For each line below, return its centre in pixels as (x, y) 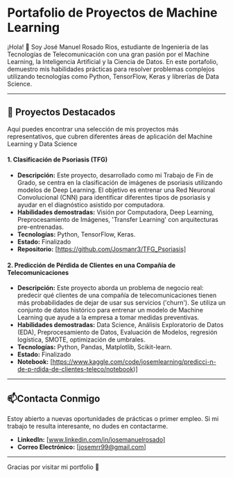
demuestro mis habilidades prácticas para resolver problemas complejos (111, 69)
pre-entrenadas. (41, 227)
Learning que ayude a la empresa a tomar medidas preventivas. (108, 317)
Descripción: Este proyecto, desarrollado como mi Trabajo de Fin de (115, 175)
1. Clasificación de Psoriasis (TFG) (58, 160)
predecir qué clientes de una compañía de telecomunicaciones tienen (117, 295)
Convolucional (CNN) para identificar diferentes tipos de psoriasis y (114, 197)
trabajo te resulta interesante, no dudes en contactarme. (88, 426)
